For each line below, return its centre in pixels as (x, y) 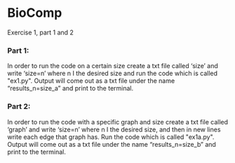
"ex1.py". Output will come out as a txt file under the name (91, 81)
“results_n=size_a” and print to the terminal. (70, 89)
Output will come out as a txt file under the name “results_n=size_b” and (112, 144)
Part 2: (19, 107)
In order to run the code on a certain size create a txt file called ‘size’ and (113, 66)
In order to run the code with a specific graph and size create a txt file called (118, 122)
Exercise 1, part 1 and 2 (40, 32)
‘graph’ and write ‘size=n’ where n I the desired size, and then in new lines (114, 129)
